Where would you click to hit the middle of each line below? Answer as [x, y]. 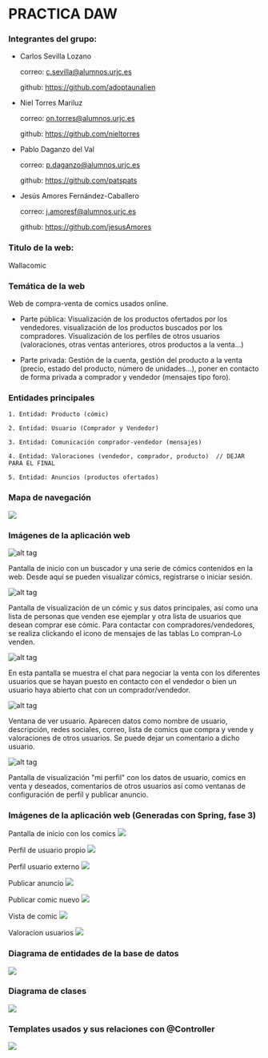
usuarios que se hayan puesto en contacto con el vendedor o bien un [123, 681]
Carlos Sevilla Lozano [56, 56]
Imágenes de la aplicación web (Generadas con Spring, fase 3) [132, 815]
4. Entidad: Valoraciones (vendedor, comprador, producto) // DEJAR [127, 457]
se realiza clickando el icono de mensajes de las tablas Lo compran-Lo [125, 633]
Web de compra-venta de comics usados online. [88, 304]
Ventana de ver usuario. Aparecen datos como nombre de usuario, [118, 721]
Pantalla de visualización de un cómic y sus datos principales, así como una [133, 607]
